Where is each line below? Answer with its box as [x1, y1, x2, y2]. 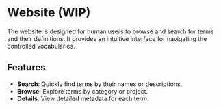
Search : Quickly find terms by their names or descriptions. [16, 80, 183, 88]
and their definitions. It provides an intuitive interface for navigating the [7, 34, 207, 42]
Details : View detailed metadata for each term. [16, 94, 149, 103]
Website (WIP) [7, 5, 91, 21]
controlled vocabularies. [7, 42, 75, 50]
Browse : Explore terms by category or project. [16, 87, 148, 95]
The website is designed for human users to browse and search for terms [7, 27, 214, 36]
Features [7, 62, 46, 73]
